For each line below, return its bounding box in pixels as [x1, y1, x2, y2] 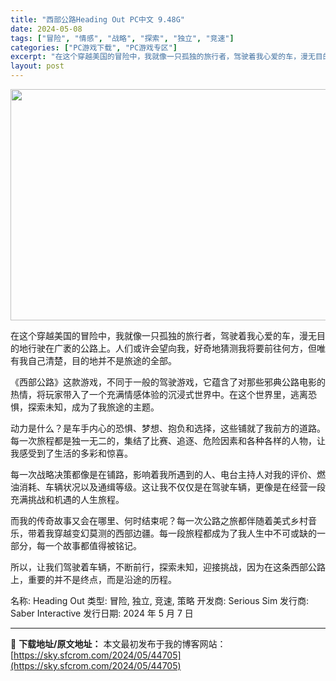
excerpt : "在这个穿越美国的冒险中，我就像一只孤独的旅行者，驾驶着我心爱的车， [10, 52, 302, 62]
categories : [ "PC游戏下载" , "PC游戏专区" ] [10, 42, 178, 53]
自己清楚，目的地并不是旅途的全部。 [27, 355, 177, 366]
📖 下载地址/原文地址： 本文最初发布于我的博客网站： [10, 638, 227, 650]
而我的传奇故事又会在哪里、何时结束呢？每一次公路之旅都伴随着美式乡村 [10, 515, 308, 526]
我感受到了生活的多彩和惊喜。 [10, 447, 133, 459]
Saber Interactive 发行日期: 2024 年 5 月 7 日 [10, 607, 194, 619]
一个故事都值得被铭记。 [44, 540, 142, 551]
